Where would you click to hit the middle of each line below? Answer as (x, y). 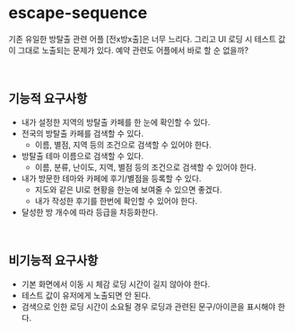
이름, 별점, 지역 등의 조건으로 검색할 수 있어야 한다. (123, 144)
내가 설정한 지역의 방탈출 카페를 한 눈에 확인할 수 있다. (116, 122)
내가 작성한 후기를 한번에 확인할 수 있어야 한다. (116, 201)
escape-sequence (78, 13)
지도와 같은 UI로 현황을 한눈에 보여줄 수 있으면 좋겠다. (128, 189)
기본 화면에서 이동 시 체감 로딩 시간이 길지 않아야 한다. (116, 284)
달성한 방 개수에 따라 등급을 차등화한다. (90, 212)
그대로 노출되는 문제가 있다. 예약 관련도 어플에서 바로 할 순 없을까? (133, 50)
